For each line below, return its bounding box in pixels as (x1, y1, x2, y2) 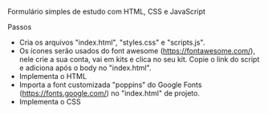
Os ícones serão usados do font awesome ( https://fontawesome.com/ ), (18, 46, 256, 55)
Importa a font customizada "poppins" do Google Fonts (18, 80, 202, 89)
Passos (7, 22, 32, 31)
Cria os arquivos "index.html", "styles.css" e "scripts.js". (18, 37, 205, 47)
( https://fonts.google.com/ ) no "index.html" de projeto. (18, 88, 200, 98)
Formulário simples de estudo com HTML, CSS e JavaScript (7, 7, 206, 16)
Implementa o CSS (18, 97, 81, 106)
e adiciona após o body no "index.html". (18, 63, 152, 73)
